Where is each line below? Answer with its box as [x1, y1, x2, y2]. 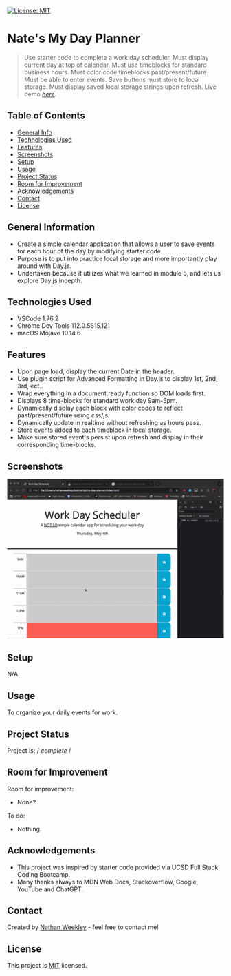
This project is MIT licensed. [7, 962, 87, 970]
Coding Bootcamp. [16, 870, 71, 878]
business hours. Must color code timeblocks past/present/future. [23, 68, 208, 76]
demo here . [23, 90, 57, 98]
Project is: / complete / [7, 747, 71, 755]
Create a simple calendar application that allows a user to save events [16, 240, 215, 248]
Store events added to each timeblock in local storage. [16, 426, 172, 434]
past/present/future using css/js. [16, 411, 110, 419]
